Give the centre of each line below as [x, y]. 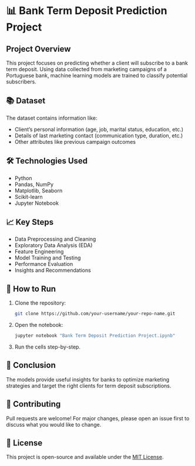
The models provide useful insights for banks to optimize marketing [88, 379]
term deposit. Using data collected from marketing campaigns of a [87, 69]
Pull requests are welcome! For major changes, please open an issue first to [98, 418]
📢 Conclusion [31, 365]
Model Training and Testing [48, 258]
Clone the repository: [40, 303]
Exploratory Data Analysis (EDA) [53, 245]
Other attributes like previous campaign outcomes [75, 141]
